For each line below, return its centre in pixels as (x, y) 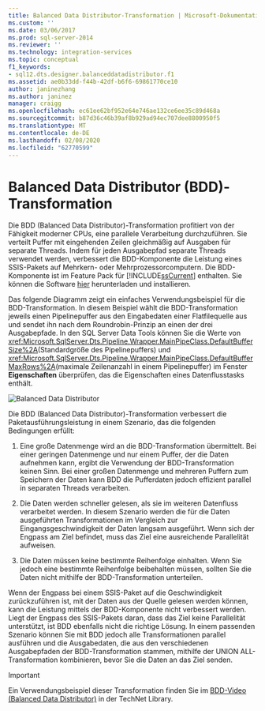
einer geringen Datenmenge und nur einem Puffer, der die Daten (124, 454)
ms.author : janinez (40, 96)
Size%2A (23, 350)
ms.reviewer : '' (35, 45)
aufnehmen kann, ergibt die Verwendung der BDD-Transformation (127, 463)
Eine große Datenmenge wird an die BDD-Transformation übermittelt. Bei (138, 446)
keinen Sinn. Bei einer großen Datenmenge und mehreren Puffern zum (134, 472)
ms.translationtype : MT (47, 126)
